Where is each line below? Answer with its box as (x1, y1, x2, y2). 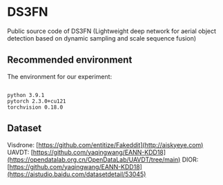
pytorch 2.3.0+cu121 (7, 98, 67, 105)
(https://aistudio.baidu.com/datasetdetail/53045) (7, 170, 146, 178)
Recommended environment (7, 54, 133, 66)
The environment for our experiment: (7, 72, 113, 80)
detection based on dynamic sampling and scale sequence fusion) (7, 34, 197, 42)
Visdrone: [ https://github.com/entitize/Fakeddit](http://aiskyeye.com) (7, 140, 204, 149)
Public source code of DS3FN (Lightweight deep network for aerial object (7, 27, 216, 35)
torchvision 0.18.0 (7, 104, 64, 111)
